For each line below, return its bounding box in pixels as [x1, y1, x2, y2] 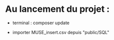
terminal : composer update [12, 20, 70, 26]
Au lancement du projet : [5, 3, 110, 15]
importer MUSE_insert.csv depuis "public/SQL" [12, 29, 109, 35]
